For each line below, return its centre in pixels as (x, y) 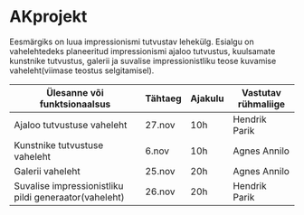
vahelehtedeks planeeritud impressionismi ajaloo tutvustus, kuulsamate (142, 51)
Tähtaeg (163, 98)
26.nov (160, 192)
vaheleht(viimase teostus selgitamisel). (82, 70)
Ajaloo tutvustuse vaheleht (71, 125)
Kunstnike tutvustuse (59, 145)
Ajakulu (207, 98)
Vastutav (261, 92)
